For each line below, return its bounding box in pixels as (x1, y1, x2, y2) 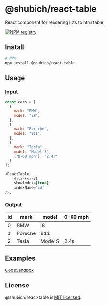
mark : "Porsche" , (14, 126, 49, 132)
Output (5, 201, 22, 208)
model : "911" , (14, 131, 42, 136)
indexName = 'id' (14, 185, 45, 190)
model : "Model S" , (14, 149, 51, 154)
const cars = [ (5, 100, 36, 105)
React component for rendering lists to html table (5, 19, 104, 25)
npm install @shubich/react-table (5, 60, 75, 65)
